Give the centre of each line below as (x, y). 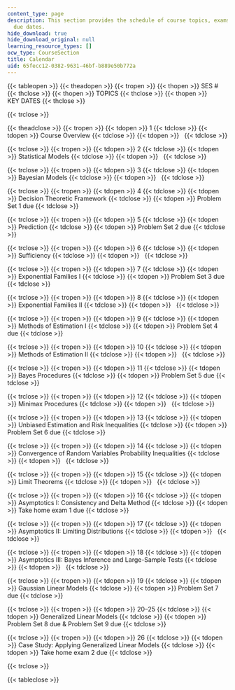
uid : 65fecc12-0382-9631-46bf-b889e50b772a (72, 66)
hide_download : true (37, 33)
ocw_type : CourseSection (43, 53)
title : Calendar (31, 60)
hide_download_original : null (51, 40)
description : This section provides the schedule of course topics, (109, 20)
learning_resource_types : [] (50, 46)
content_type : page (36, 14)
